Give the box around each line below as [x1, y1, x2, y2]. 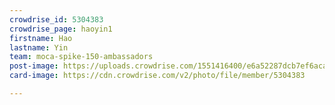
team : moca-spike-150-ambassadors [9, 52, 154, 62]
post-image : [9, 61, 59, 71]
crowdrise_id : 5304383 [9, 14, 104, 25]
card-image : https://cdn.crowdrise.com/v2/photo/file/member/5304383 [9, 71, 306, 81]
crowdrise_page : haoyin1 [9, 24, 113, 34]
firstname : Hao [9, 33, 73, 43]
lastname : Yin [9, 42, 69, 53]
